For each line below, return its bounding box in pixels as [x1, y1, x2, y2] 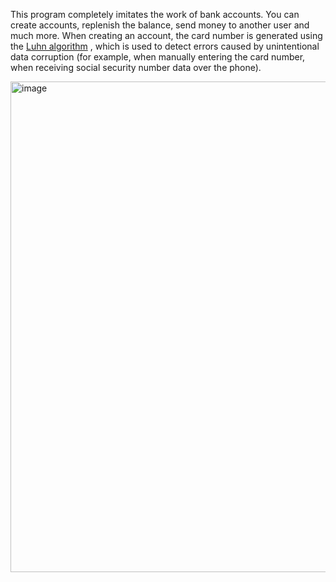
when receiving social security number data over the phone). [10, 62, 262, 73]
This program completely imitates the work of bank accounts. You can [10, 9, 300, 20]
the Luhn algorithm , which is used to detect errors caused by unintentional [10, 40, 320, 52]
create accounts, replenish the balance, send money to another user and [10, 19, 310, 31]
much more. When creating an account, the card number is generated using [10, 30, 323, 41]
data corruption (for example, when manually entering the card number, [10, 51, 306, 63]
